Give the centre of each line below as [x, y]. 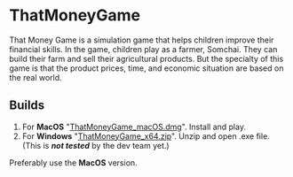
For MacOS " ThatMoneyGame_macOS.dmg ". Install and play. [134, 127]
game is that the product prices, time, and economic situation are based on [146, 68]
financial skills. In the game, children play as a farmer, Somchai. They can [143, 49]
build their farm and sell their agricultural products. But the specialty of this [146, 58]
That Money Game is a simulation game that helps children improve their [142, 40]
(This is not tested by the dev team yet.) [96, 145]
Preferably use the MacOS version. [73, 162]
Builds [27, 106]
